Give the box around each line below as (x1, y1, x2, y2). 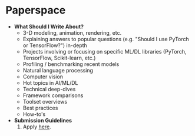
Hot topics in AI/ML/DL (22, 79, 78, 86)
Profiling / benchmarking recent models (22, 60, 120, 68)
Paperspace (5, 4, 66, 17)
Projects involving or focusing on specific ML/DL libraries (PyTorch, (22, 48, 187, 55)
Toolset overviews (22, 98, 68, 105)
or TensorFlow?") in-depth (22, 42, 88, 49)
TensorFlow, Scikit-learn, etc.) (22, 54, 96, 61)
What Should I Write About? (14, 23, 84, 30)
